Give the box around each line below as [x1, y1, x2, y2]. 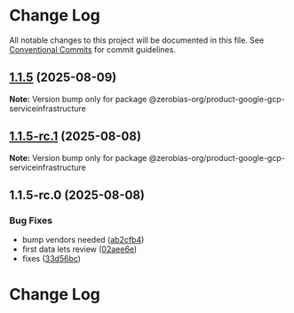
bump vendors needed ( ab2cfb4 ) [21, 235, 145, 245]
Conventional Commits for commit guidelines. [9, 44, 176, 54]
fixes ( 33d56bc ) [21, 253, 82, 264]
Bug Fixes [9, 214, 53, 227]
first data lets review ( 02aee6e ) [21, 244, 138, 254]
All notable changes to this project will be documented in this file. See [9, 35, 265, 45]
